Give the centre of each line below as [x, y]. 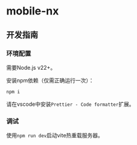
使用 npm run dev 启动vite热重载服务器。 [55, 135]
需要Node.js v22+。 [31, 67]
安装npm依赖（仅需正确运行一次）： [50, 80]
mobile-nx [33, 11]
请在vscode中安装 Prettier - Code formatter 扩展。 [70, 104]
